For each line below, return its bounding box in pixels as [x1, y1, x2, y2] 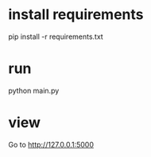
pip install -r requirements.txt [8, 32, 103, 41]
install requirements [8, 6, 145, 24]
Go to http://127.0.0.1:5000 [8, 140, 94, 149]
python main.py [8, 86, 60, 95]
